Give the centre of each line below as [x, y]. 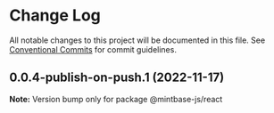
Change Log [55, 16]
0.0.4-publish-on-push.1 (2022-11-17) [117, 78]
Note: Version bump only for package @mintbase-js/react [116, 99]
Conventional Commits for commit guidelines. [93, 49]
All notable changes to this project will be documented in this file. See [137, 40]
